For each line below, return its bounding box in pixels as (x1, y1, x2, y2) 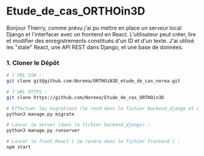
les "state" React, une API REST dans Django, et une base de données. (6, 44, 183, 51)
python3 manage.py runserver (6, 128, 80, 134)
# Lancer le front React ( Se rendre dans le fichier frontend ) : (6, 138, 181, 145)
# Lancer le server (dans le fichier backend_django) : (6, 122, 151, 128)
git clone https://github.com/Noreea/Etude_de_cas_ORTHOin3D (6, 94, 165, 100)
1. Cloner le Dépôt (6, 59, 59, 67)
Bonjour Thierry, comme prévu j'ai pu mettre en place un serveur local (6, 24, 182, 31)
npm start (6, 144, 32, 151)
